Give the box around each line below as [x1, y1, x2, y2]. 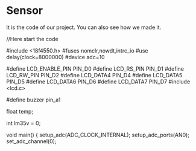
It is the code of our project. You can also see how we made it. [6, 24, 162, 31]
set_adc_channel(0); [6, 137, 57, 145]
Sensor [6, 4, 43, 18]
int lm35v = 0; [6, 119, 41, 127]
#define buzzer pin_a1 [6, 96, 61, 103]
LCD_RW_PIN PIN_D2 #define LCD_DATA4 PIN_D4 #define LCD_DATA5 [6, 71, 183, 79]
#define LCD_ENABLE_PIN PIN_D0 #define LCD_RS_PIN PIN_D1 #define [6, 65, 185, 72]
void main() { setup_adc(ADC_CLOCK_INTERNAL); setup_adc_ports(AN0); [6, 131, 190, 138]
